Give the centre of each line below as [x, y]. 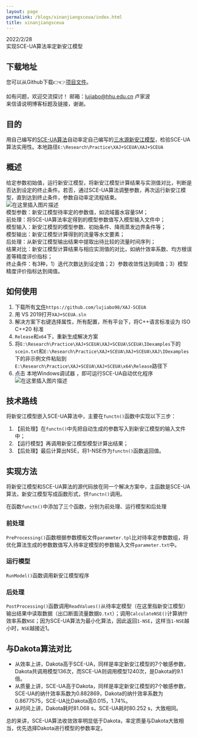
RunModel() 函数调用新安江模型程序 [48, 575]
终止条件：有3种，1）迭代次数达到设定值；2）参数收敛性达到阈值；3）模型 [97, 264]
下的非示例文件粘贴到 [40, 358]
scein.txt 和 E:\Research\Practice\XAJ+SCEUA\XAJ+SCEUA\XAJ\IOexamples [102, 351]
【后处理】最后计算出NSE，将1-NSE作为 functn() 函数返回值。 [90, 451]
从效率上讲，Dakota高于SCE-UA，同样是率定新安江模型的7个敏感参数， [102, 664]
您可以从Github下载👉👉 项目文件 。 [49, 82]
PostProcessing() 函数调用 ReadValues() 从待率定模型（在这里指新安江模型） [97, 606]
